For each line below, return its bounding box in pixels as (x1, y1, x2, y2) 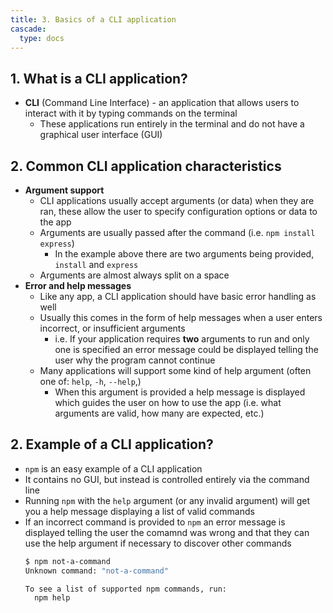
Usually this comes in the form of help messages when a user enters (39, 312, 323, 323)
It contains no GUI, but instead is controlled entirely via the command (24, 473, 310, 485)
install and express (54, 259, 139, 270)
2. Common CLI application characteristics (10, 157, 282, 175)
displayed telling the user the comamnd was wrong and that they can (24, 526, 310, 538)
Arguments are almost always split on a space (39, 269, 230, 281)
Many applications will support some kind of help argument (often (39, 365, 312, 376)
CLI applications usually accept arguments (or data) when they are (39, 195, 315, 206)
